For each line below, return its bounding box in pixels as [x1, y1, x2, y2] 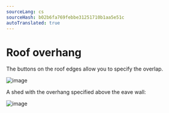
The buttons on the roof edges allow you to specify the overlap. [6, 65, 164, 72]
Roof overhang [6, 45, 82, 59]
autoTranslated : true [6, 20, 61, 26]
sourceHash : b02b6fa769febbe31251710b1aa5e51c [6, 14, 125, 20]
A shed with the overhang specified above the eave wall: [6, 88, 146, 96]
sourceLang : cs [6, 8, 44, 15]
